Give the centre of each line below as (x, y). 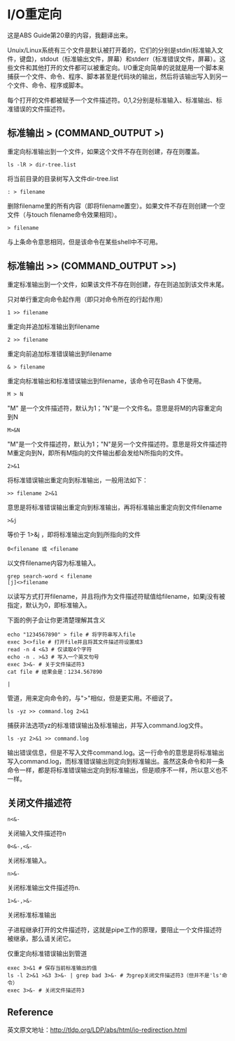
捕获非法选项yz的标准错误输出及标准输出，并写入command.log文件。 (107, 725)
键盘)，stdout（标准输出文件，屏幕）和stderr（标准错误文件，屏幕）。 (120, 59)
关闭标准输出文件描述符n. (44, 888)
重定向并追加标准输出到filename (54, 326)
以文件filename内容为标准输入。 (54, 563)
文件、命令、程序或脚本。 (50, 85)
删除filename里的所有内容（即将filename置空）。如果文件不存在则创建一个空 (116, 206)
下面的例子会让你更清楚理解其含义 (56, 620)
